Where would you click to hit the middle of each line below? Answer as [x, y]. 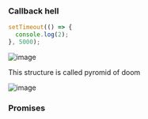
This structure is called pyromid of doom [74, 72]
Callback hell [34, 11]
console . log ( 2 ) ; [42, 35]
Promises [27, 108]
